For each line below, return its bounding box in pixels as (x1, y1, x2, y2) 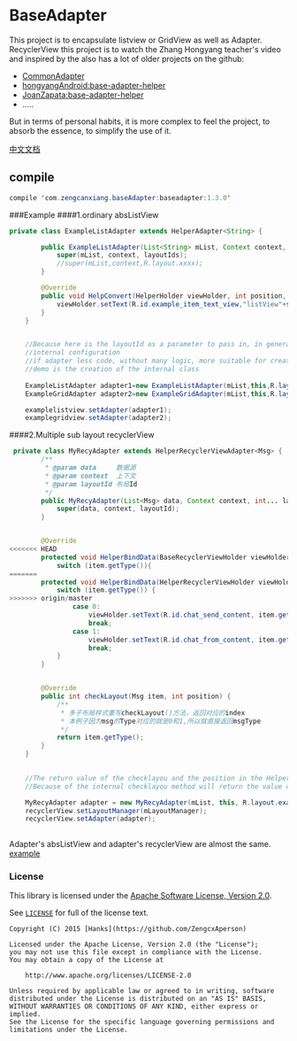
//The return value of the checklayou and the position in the (25, 773, 263, 782)
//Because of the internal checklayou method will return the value (25, 781, 283, 791)
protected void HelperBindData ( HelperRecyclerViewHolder (41, 578, 255, 587)
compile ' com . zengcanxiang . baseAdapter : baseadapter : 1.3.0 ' (9, 193, 232, 202)
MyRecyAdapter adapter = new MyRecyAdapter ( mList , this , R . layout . (25, 798, 278, 807)
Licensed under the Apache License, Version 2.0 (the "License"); (9, 940, 259, 949)
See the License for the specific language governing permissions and (9, 1018, 275, 1027)
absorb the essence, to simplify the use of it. (9, 125, 172, 136)
